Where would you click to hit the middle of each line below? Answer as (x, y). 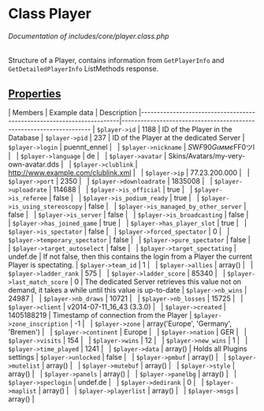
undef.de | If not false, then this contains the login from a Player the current (130, 256)
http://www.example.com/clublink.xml (70, 173)
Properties (35, 93)
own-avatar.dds (34, 164)
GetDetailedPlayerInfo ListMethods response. (84, 69)
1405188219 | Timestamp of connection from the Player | (100, 316)
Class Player (50, 14)
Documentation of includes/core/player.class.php (89, 35)
